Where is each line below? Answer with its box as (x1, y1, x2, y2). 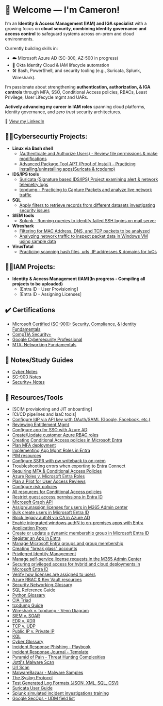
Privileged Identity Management (12, 551, 76, 556)
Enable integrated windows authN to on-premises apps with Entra (12, 520, 144, 526)
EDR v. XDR (12, 618, 35, 624)
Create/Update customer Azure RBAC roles (12, 432, 98, 438)
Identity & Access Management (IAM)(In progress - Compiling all (12, 276, 146, 282)
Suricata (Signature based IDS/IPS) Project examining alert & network (19, 176, 158, 182)
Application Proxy (12, 525, 48, 530)
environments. (5, 36, 34, 42)
